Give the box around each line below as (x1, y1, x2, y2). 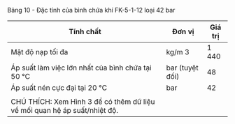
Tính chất (69, 27, 101, 36)
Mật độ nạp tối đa (10, 47, 69, 56)
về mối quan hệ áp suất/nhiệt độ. (10, 106, 119, 115)
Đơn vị (171, 27, 194, 36)
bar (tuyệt (166, 63, 199, 72)
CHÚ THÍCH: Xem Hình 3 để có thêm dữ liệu (10, 97, 155, 107)
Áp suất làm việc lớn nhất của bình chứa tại (10, 63, 152, 72)
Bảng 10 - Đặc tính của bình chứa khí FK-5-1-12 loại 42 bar (7, 6, 176, 14)
